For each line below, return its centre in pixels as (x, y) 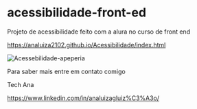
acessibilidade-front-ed (77, 13)
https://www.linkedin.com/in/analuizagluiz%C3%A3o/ (83, 98)
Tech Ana (21, 84)
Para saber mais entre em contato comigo (66, 71)
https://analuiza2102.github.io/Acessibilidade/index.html (86, 45)
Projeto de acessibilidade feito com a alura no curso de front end (99, 32)
